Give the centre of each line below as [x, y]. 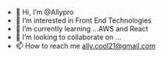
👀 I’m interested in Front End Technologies [84, 20]
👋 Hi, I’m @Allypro [45, 12]
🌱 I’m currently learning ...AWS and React [82, 29]
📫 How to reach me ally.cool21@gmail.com [86, 46]
